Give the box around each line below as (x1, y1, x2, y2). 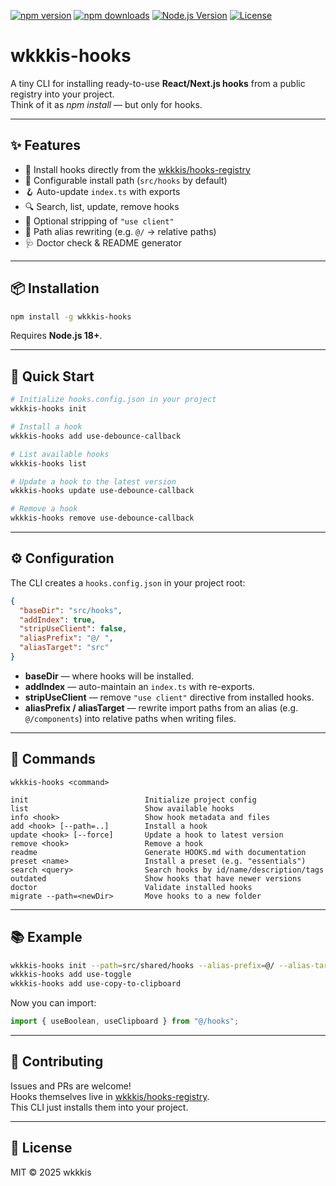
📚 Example (10, 929, 83, 946)
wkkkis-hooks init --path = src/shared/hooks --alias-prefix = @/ (10, 960, 275, 970)
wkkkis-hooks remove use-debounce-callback (10, 513, 195, 524)
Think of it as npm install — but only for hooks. (10, 98, 203, 110)
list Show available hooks (10, 803, 235, 814)
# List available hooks (10, 449, 110, 459)
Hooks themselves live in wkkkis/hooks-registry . (10, 1090, 210, 1102)
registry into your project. (10, 88, 115, 100)
